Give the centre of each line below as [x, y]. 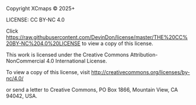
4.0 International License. [77, 61]
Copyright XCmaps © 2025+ [41, 8]
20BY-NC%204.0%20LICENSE [43, 43]
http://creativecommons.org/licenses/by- [141, 72]
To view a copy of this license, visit [48, 72]
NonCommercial [26, 61]
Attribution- [144, 55]
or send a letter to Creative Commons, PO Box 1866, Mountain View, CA [92, 90]
